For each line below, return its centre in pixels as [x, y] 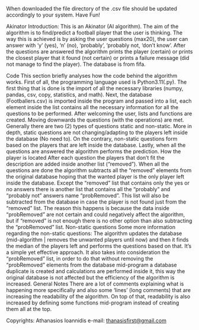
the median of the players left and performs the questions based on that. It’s [99, 246]
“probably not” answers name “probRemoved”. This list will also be [88, 196]
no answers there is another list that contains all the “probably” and [88, 189]
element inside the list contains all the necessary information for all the [92, 107]
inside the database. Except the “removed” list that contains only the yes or [98, 183]
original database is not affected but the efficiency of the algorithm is [90, 277]
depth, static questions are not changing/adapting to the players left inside [97, 132]
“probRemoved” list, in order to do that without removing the [80, 258]
